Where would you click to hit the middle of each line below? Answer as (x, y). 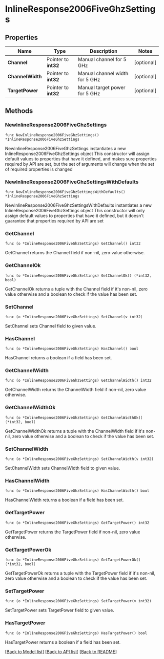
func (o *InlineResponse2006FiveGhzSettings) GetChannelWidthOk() (74, 417)
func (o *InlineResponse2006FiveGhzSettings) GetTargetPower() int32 (77, 523)
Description (103, 51)
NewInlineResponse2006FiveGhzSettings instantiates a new (65, 148)
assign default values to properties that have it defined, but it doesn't (74, 216)
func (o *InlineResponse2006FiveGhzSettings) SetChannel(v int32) (74, 317)
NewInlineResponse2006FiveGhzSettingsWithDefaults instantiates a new (79, 205)
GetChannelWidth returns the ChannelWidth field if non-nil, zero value (76, 390)
